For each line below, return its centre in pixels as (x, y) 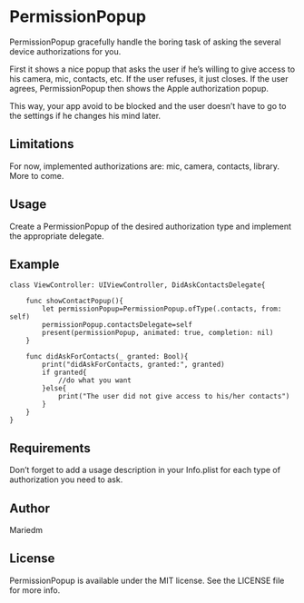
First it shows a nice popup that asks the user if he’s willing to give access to (152, 69)
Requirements (50, 448)
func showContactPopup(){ (75, 301)
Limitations (42, 144)
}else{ (54, 389)
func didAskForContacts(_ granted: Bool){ (107, 357)
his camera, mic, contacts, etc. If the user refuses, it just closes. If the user (149, 78)
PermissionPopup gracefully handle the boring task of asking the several (145, 42)
